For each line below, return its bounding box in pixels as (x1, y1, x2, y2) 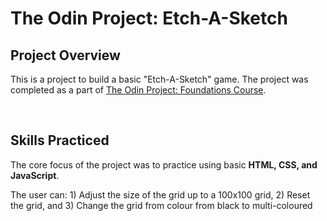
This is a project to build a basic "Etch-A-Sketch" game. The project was (10, 73, 309, 85)
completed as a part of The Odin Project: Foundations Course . (10, 84, 267, 96)
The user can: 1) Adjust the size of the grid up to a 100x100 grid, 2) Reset (10, 188, 311, 201)
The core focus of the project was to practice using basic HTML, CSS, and (10, 158, 318, 171)
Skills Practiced (10, 132, 110, 149)
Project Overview (10, 47, 121, 64)
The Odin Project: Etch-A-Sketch (10, 7, 288, 30)
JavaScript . (10, 169, 60, 181)
